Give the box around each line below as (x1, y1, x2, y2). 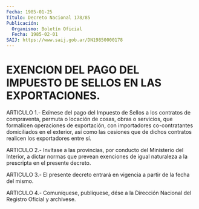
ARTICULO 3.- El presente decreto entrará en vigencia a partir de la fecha (6, 171, 190, 178)
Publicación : (6, 20, 39, 26)
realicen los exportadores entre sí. (6, 134, 92, 142)
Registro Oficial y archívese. (6, 195, 76, 203)
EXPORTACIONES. (6, 89, 100, 103)
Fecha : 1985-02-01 (11, 32, 59, 38)
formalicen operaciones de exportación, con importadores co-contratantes (6, 122, 194, 129)
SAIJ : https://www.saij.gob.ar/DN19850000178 (6, 37, 123, 43)
